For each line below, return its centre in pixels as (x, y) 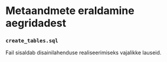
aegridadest (36, 23)
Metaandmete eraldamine (70, 11)
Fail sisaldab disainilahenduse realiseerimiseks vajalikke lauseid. (83, 53)
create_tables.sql (32, 41)
